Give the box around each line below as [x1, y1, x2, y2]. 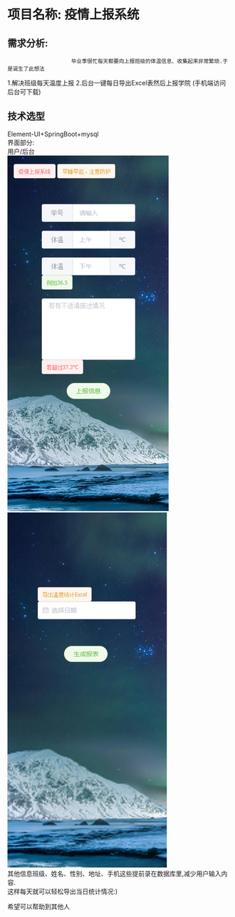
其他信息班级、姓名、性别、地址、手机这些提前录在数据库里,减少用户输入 [7, 869, 222, 878]
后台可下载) [7, 88, 41, 96]
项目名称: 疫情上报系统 [7, 6, 140, 23]
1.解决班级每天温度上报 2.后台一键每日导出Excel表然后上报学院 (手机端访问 [7, 79, 226, 87]
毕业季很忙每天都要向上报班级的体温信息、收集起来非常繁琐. [70, 58, 223, 65]
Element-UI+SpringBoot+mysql [7, 130, 99, 138]
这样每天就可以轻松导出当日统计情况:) [7, 887, 118, 896]
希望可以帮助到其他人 [7, 902, 70, 911]
